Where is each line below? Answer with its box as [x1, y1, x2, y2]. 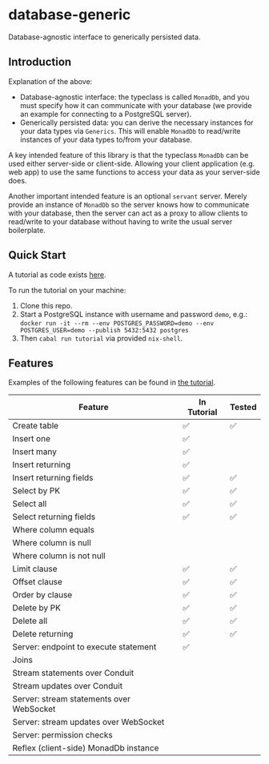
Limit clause [12, 563, 58, 574]
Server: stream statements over [12, 694, 130, 705]
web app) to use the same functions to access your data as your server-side [8, 167, 260, 177]
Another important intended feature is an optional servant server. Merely [8, 191, 247, 201]
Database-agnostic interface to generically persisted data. [8, 32, 201, 42]
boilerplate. [8, 225, 46, 235]
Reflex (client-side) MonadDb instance [12, 742, 159, 754]
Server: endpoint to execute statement [12, 641, 157, 653]
